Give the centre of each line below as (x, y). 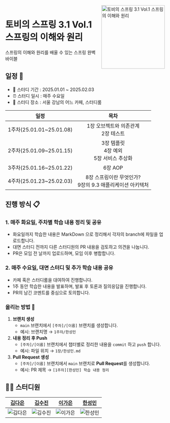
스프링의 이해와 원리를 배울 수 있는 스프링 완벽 (51, 52)
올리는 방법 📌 (20, 307)
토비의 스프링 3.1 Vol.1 (49, 25)
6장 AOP (113, 168)
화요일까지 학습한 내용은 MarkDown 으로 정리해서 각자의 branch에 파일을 (85, 234)
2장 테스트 (113, 133)
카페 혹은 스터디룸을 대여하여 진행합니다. (52, 280)
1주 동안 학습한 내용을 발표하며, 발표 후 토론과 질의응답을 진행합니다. (79, 286)
